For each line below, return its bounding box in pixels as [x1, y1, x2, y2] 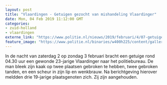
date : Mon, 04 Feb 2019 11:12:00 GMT [5, 16, 83, 21]
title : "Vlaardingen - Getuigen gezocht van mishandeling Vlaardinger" [5, 12, 157, 17]
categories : [5, 21, 30, 26]
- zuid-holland [5, 26, 37, 31]
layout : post [5, 7, 32, 12]
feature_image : [5, 40, 37, 44]
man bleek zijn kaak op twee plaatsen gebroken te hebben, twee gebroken [5, 63, 158, 69]
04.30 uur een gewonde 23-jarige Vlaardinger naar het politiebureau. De [5, 58, 154, 64]
